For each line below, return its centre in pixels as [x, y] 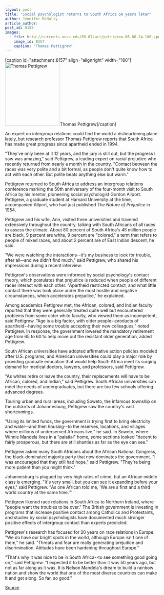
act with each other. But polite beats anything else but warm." [67, 174]
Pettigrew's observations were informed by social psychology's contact [77, 274]
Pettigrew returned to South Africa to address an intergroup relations [74, 184]
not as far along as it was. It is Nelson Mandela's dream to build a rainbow [79, 568]
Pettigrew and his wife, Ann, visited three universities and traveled [72, 219]
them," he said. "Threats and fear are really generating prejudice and [74, 543]
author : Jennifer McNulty [31, 19]
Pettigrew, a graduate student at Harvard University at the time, [69, 199]
